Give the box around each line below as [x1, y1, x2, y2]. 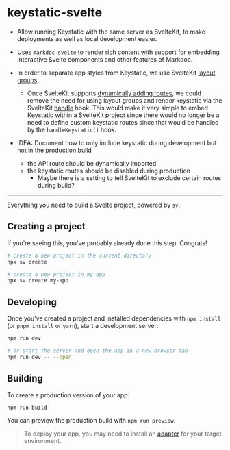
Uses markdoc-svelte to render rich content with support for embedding [16, 48, 220, 56]
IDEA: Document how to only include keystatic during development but [16, 138, 217, 147]
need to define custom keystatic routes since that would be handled [27, 118, 219, 126]
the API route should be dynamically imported [27, 159, 157, 167]
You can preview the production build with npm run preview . [7, 416, 176, 425]
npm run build [7, 404, 48, 411]
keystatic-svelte [7, 5, 103, 21]
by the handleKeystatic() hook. [27, 125, 117, 134]
